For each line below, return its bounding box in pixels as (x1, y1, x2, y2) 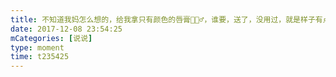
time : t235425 (10, 52, 70, 62)
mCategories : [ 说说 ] (10, 33, 93, 43)
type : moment (10, 42, 65, 53)
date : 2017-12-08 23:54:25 (10, 24, 123, 34)
